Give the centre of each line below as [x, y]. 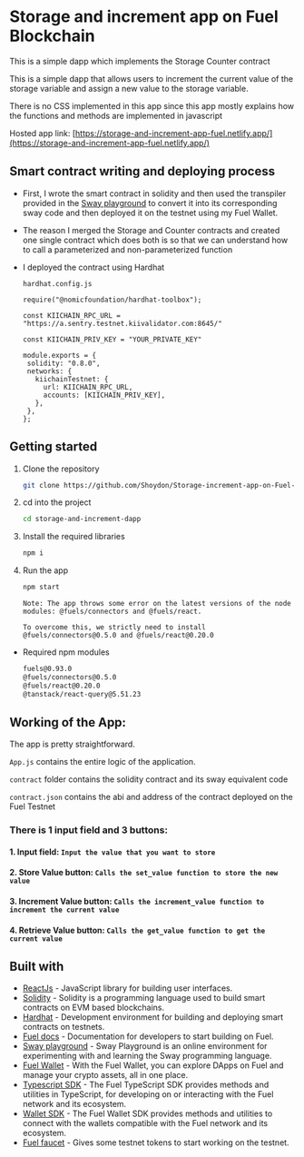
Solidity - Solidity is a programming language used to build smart [144, 998]
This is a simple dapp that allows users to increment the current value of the [151, 78]
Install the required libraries [74, 537]
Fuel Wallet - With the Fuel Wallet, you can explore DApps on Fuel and [153, 1065]
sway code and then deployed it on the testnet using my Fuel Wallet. [150, 213]
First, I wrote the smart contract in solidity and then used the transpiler [154, 193]
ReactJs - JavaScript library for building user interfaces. [127, 988]
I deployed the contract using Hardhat [93, 267]
